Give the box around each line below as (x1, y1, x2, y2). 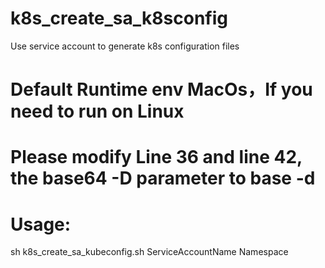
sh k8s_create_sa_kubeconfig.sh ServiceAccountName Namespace (10, 246, 289, 258)
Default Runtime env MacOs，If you (10, 78, 313, 101)
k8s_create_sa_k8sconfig (10, 7, 228, 30)
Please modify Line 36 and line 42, (10, 146, 303, 169)
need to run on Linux (10, 100, 185, 123)
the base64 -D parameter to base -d (10, 167, 316, 190)
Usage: (10, 213, 72, 236)
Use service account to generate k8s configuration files (10, 40, 240, 52)
